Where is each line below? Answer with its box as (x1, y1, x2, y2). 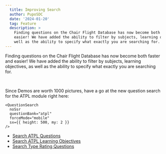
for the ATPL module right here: (5, 93, 69, 99)
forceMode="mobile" (9, 115, 50, 120)
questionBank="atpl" (9, 111, 52, 116)
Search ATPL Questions (12, 133, 61, 139)
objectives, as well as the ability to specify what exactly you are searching (5, 63, 156, 69)
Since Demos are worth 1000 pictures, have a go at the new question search (5, 87, 161, 94)
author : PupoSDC (9, 12, 43, 17)
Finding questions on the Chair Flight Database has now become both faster (5, 53, 161, 59)
